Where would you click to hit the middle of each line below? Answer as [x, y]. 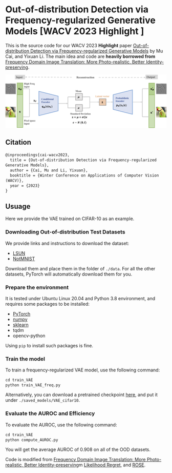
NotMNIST [24, 259]
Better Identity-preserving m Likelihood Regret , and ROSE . [85, 465]
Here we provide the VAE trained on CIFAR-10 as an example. [70, 219]
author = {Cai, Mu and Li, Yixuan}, [49, 170]
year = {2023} [25, 186]
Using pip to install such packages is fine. [49, 346]
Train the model [25, 359]
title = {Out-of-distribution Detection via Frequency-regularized [83, 160]
